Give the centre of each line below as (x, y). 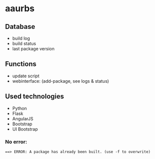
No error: (16, 141)
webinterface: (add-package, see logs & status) (61, 81)
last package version (33, 49)
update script (26, 76)
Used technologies (35, 97)
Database (20, 27)
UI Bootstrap (25, 129)
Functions (21, 64)
